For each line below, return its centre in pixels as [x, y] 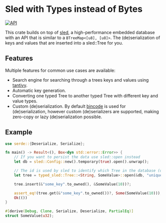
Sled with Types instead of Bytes [74, 9]
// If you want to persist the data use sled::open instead [77, 157]
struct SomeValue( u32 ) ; [30, 216]
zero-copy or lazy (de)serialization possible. [57, 117]
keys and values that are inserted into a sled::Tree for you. [64, 43]
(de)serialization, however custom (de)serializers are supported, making [85, 111]
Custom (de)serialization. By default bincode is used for [69, 106]
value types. [25, 101]
